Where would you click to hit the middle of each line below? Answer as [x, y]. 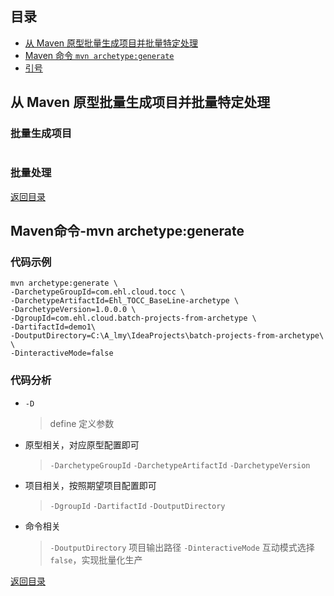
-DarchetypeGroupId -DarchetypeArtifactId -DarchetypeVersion [180, 465]
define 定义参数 [82, 423]
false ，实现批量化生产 [96, 559]
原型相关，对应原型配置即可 [82, 444]
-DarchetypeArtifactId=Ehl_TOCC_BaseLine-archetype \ [125, 301]
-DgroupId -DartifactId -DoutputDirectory [137, 506]
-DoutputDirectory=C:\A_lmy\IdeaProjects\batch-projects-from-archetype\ [167, 336]
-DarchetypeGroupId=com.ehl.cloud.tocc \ [98, 292]
